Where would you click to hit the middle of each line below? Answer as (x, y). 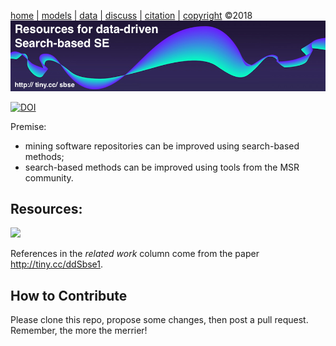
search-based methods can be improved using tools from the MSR (162, 167)
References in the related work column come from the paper (135, 254)
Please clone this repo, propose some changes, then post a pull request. (159, 320)
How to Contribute (69, 295)
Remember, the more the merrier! (79, 331)
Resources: (46, 208)
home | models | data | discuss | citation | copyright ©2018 (131, 15)
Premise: (28, 126)
